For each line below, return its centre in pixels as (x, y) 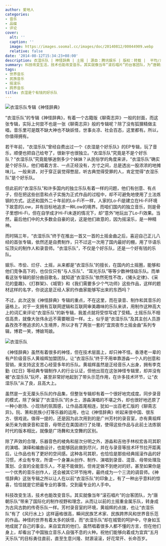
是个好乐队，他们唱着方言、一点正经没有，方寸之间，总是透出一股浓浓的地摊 (83, 165)
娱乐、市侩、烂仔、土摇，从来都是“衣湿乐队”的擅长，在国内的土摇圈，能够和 (83, 265)
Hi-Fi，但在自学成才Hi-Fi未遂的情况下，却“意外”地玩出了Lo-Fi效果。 (87, 213)
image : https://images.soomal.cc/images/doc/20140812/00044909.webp (82, 47)
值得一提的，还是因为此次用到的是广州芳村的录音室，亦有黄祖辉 (96, 418)
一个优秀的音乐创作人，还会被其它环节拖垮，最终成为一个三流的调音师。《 (80, 472)
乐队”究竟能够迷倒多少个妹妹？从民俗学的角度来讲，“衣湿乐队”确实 (92, 159)
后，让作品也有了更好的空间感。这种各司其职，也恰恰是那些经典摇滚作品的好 (83, 454)
